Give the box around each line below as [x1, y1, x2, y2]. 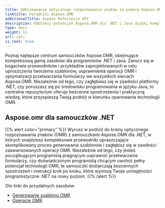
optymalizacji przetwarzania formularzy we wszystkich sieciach [5, 73, 134, 79]
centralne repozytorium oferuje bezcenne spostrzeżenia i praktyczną [5, 89, 145, 94]
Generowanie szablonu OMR [12, 192, 70, 198]
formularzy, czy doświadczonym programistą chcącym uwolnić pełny [5, 158, 145, 163]
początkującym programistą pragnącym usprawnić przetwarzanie [5, 152, 138, 158]
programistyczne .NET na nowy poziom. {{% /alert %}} [5, 173, 116, 179]
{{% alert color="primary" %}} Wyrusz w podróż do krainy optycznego [5, 126, 149, 132]
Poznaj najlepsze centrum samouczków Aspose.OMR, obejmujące [5, 52, 139, 58]
